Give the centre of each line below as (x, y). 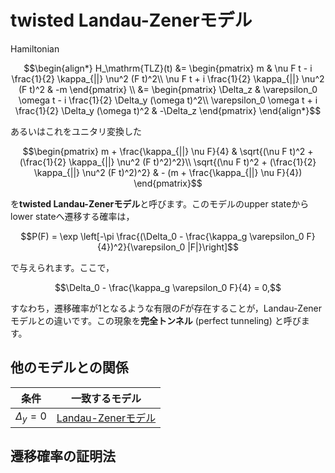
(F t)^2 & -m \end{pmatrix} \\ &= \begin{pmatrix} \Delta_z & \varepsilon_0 (168, 89)
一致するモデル (106, 398)
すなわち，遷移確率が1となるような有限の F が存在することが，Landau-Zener (166, 308)
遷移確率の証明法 (63, 456)
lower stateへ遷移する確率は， (72, 216)
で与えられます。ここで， (62, 267)
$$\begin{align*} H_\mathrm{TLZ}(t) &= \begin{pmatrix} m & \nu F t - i (168, 68)
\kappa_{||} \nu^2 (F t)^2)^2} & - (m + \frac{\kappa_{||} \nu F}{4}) (168, 172)
